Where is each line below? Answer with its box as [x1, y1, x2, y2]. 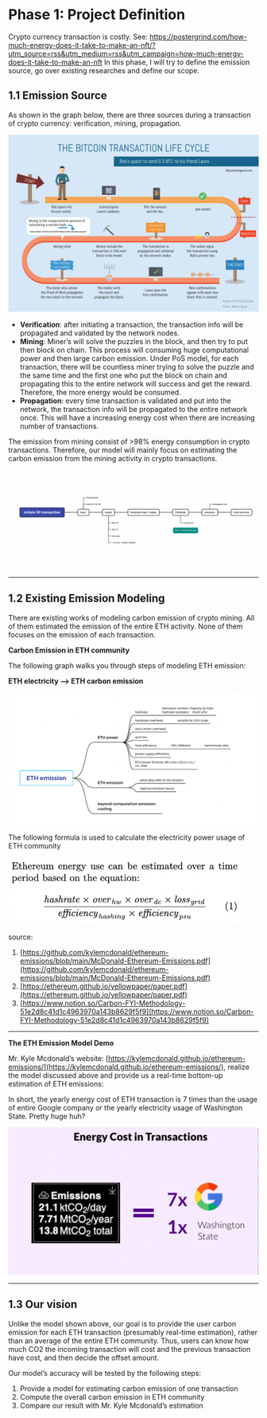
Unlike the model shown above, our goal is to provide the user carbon [8, 1318, 237, 1328]
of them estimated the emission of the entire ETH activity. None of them [8, 621, 244, 631]
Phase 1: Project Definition [8, 6, 185, 24]
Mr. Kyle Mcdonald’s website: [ [8, 1054, 109, 1063]
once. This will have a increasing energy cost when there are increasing [19, 413, 256, 423]
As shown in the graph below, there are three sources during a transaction [8, 110, 252, 119]
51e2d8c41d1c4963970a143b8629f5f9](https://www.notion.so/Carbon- [19, 1007, 254, 1016]
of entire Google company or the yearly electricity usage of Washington [8, 1103, 243, 1113]
